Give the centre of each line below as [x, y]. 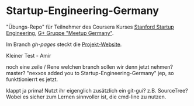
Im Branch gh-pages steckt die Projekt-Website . [64, 44]
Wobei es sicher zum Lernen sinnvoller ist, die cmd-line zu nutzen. [86, 97]
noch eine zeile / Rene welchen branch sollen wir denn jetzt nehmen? [90, 67]
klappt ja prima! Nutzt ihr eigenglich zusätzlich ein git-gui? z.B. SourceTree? [97, 90]
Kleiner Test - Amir [29, 55]
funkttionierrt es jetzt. [32, 79]
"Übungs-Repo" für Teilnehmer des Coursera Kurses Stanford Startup [90, 27]
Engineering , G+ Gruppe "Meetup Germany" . [60, 33]
